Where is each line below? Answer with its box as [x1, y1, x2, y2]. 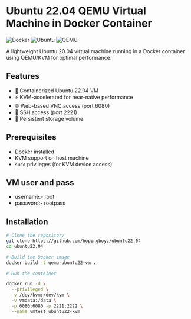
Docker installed [14, 148, 55, 155]
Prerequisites [6, 132, 57, 143]
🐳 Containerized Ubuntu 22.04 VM [14, 87, 99, 94]
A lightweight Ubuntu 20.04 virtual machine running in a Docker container [6, 47, 186, 54]
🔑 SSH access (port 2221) [14, 108, 78, 116]
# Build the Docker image [6, 254, 70, 260]
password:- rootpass [14, 199, 66, 207]
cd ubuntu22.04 [6, 243, 44, 249]
